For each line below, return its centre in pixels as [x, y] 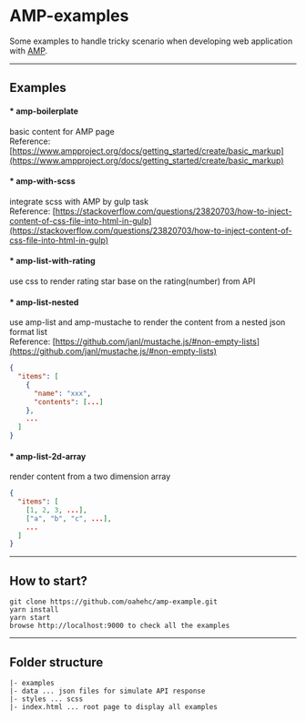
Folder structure [56, 662]
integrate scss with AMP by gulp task [79, 201]
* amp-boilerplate [44, 111]
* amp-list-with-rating [52, 261]
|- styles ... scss [46, 699]
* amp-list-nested [44, 302]
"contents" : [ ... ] [68, 401]
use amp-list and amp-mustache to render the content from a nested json [148, 322]
